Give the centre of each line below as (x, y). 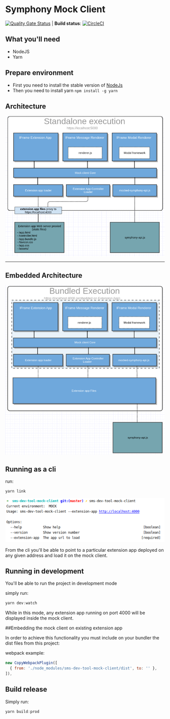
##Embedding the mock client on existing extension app (64, 628)
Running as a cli (31, 469)
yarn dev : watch (21, 603)
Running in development (45, 571)
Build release (26, 689)
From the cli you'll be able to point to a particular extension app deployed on (84, 550)
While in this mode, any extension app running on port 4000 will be (75, 613)
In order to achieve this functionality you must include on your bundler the (82, 638)
